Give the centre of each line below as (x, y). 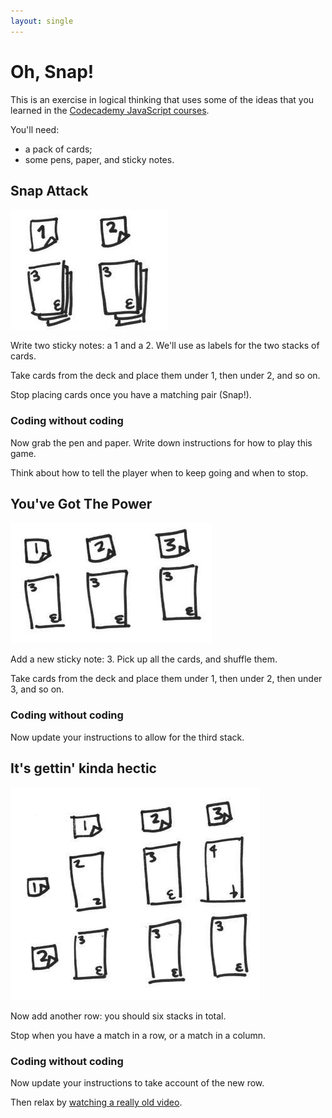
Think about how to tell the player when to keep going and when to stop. (159, 472)
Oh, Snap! (52, 71)
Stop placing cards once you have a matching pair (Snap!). (131, 395)
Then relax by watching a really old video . (96, 1102)
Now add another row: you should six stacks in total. (118, 1016)
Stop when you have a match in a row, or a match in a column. (138, 1035)
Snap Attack (49, 190)
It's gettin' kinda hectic (83, 768)
